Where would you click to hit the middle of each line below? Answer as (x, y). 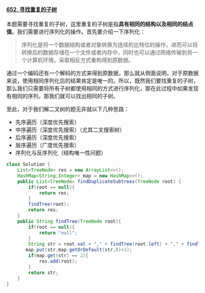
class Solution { (28, 165)
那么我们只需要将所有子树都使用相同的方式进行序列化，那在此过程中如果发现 (103, 88)
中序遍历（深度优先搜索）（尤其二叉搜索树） (70, 130)
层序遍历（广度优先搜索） (47, 145)
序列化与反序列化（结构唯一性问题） (61, 153)
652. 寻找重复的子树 (32, 9)
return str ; (44, 273)
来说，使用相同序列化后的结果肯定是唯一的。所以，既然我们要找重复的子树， (103, 81)
